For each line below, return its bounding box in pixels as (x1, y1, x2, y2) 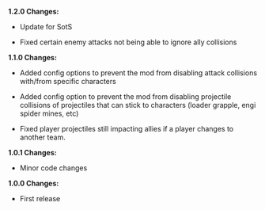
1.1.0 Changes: (8, 53, 58, 62)
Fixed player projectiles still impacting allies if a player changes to (19, 124, 234, 133)
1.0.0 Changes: (8, 178, 59, 188)
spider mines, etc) (19, 109, 79, 118)
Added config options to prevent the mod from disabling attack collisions (19, 68, 258, 78)
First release (19, 194, 61, 203)
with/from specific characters (19, 77, 116, 86)
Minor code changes (19, 163, 88, 173)
